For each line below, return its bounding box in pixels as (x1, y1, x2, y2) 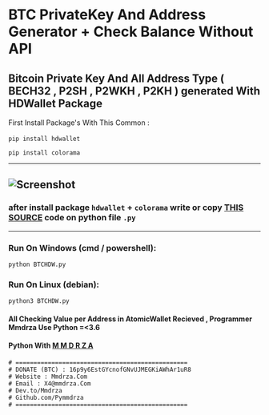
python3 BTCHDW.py (8, 297, 70, 305)
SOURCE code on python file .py (8, 212, 136, 224)
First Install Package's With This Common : (8, 118, 150, 127)
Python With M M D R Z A (8, 340, 94, 350)
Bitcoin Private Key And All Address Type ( (8, 71, 225, 85)
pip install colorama (8, 149, 81, 157)
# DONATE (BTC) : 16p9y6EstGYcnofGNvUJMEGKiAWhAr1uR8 (8, 366, 192, 374)
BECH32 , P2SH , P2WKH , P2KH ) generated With (8, 84, 261, 98)
